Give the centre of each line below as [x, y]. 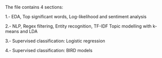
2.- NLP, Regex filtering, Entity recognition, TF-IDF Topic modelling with [79, 26]
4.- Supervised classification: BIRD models [49, 50]
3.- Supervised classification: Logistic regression [55, 41]
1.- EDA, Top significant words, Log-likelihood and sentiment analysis [76, 16]
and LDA [29, 31]
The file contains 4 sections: [34, 7]
